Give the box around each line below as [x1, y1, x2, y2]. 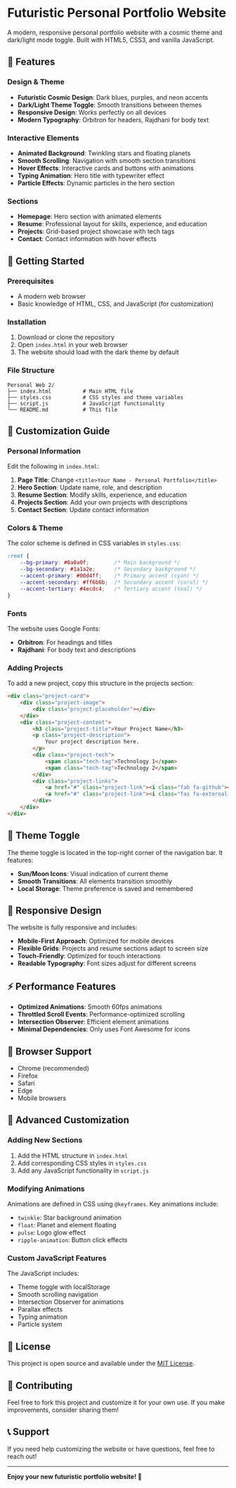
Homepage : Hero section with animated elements [17, 212, 162, 221]
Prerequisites [7, 276, 54, 286]
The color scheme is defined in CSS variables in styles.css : [7, 539, 181, 547]
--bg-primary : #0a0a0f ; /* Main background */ [20, 559, 181, 566]
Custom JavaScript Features [7, 1253, 107, 1262]
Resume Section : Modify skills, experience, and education [17, 490, 188, 500]
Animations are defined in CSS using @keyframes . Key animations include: [7, 1200, 219, 1208]
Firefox [17, 1071, 39, 1080]
